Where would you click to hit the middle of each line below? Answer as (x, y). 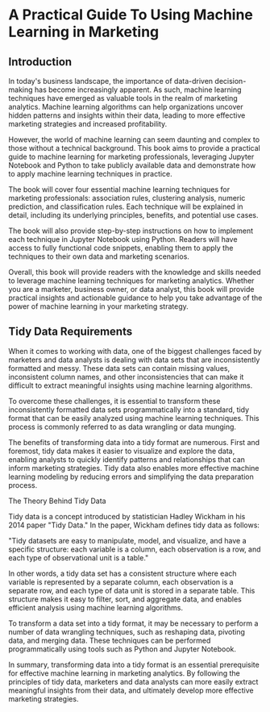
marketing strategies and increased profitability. (88, 124)
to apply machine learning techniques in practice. (91, 174)
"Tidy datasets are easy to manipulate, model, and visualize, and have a (128, 540)
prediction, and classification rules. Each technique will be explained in (126, 206)
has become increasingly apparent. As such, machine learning (138, 90)
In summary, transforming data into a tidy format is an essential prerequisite (134, 664)
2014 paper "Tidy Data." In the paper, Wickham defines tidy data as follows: (134, 525)
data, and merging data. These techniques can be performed (110, 640)
